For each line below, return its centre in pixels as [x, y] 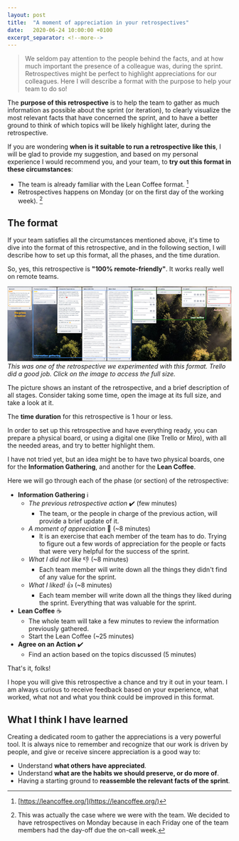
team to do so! [46, 89]
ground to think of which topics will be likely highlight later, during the [109, 125]
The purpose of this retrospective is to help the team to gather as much [113, 102]
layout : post [27, 15]
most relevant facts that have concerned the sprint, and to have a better [113, 118]
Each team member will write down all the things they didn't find [133, 570]
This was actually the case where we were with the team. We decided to [123, 815]
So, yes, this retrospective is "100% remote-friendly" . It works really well [116, 269]
